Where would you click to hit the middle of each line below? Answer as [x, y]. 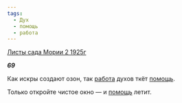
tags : [15, 13]
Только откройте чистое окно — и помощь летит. [80, 92]
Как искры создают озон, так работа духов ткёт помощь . [91, 79]
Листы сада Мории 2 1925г [47, 52]
